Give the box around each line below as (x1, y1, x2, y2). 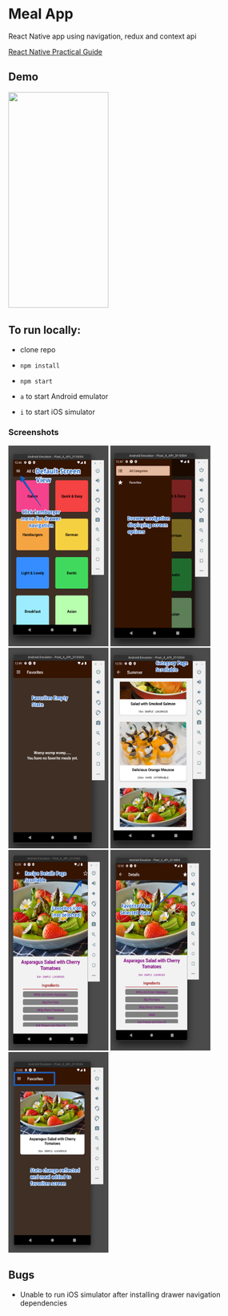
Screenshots (8, 427, 59, 438)
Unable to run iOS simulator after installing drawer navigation (19, 1290, 222, 1299)
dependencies (19, 1298, 68, 1308)
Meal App (8, 5, 74, 23)
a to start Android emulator (19, 391, 109, 401)
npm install (19, 362, 60, 370)
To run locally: (8, 323, 82, 337)
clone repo (19, 344, 56, 354)
